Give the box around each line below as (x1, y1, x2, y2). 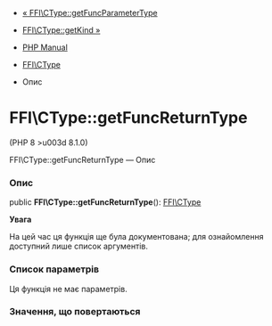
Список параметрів (9, 263, 100, 275)
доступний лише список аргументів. (9, 240, 149, 252)
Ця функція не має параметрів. (9, 283, 128, 294)
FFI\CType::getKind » (21, 25, 101, 35)
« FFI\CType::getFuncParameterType (21, 8, 158, 18)
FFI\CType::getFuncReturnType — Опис (9, 154, 156, 165)
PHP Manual (21, 42, 69, 53)
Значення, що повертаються (9, 306, 141, 318)
